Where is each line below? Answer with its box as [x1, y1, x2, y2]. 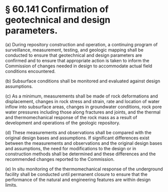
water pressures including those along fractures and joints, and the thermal [5, 109, 160, 115]
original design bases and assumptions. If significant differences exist [5, 135, 149, 141]
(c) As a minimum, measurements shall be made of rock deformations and [5, 93, 158, 99]
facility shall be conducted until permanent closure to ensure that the [5, 171, 148, 177]
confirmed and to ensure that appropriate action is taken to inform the [5, 57, 149, 63]
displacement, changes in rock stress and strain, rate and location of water [5, 98, 160, 104]
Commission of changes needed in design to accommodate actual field [5, 63, 152, 69]
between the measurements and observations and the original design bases [5, 140, 162, 146]
